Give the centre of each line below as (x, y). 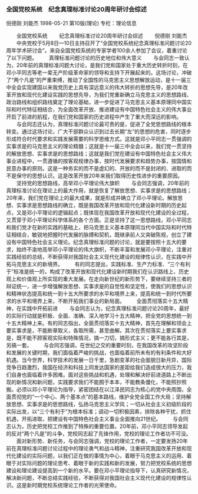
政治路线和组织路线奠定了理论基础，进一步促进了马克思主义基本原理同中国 (96, 102)
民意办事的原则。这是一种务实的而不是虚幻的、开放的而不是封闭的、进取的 (96, 169)
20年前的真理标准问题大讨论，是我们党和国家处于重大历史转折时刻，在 (102, 65)
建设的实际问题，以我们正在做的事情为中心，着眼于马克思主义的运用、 (101, 456)
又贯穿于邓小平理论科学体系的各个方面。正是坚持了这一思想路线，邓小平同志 (99, 220)
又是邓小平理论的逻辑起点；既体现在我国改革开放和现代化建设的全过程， (104, 213)
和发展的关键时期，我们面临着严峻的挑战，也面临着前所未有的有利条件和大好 (99, 353)
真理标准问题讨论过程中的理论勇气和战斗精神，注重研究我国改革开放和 (101, 449)
